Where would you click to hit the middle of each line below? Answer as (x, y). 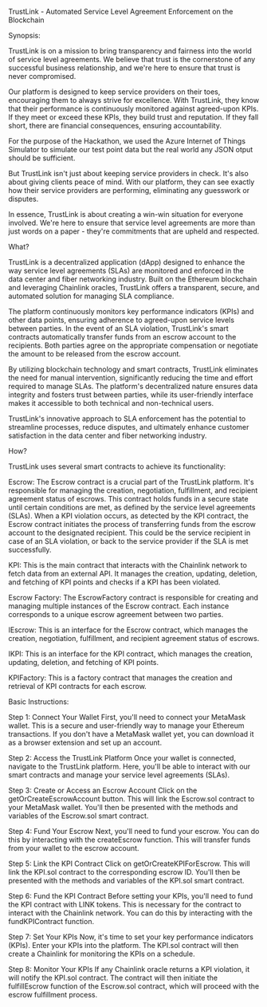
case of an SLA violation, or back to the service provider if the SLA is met (128, 541)
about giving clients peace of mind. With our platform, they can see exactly (132, 182)
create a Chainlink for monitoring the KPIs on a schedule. (102, 954)
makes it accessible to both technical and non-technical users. (111, 403)
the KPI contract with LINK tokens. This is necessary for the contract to (125, 905)
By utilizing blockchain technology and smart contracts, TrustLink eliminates (133, 369)
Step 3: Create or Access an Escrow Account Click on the (103, 790)
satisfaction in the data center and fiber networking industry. (108, 435)
